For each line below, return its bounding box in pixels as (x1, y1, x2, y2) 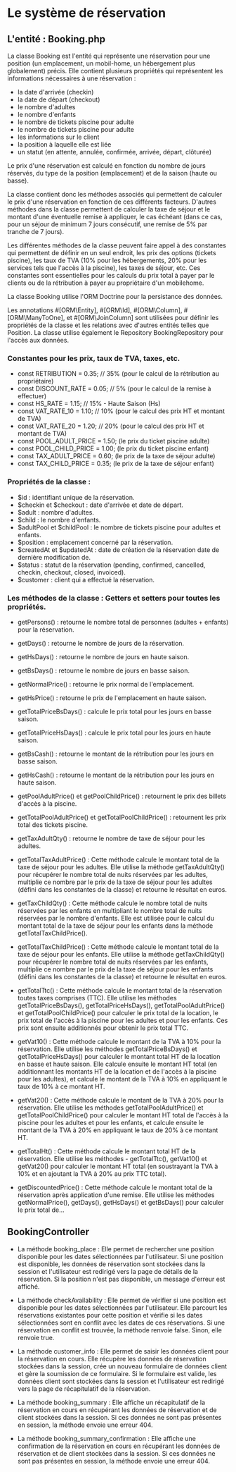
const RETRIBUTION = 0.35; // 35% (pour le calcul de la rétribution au (17, 369, 220, 378)
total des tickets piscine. (17, 820, 88, 829)
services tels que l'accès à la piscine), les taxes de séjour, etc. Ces (7, 264, 201, 272)
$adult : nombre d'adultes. (17, 508, 95, 516)
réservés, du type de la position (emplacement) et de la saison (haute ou (7, 169, 218, 177)
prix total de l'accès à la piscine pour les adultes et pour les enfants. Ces (17, 1016, 228, 1024)
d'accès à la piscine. (17, 799, 77, 808)
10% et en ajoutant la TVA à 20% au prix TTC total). (17, 1169, 167, 1178)
